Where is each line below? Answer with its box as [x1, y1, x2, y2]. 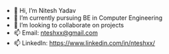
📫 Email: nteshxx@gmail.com [13, 29, 98, 37]
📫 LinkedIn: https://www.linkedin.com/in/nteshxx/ [13, 39, 155, 47]
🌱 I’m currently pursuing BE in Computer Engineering [13, 14, 163, 22]
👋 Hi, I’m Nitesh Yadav [13, 7, 77, 14]
